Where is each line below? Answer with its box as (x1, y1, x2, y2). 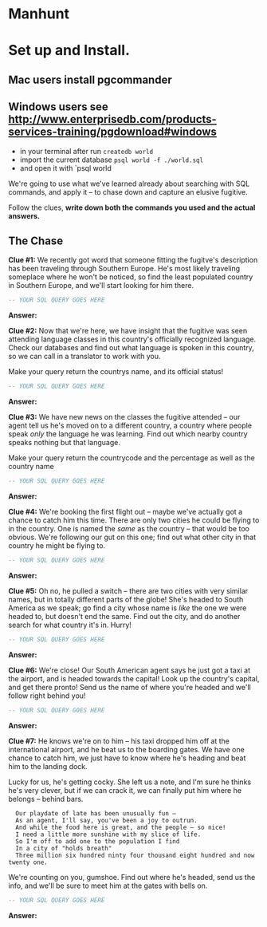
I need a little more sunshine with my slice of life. (15, 830, 202, 838)
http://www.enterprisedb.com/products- (8, 112, 217, 126)
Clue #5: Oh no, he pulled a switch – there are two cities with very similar (8, 586, 249, 595)
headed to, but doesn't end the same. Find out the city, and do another (8, 611, 241, 621)
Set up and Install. (8, 41, 130, 60)
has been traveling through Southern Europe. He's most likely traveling (8, 264, 241, 274)
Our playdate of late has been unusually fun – (15, 809, 177, 818)
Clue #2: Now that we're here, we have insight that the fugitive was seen (8, 326, 248, 336)
